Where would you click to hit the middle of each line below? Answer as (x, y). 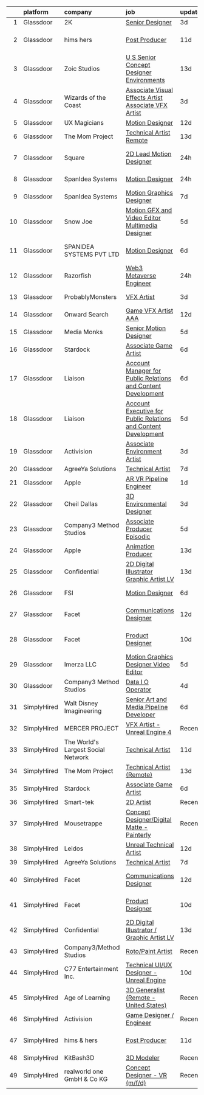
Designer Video (148, 664)
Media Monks (83, 332)
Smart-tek (79, 802)
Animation (140, 546)
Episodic (138, 537)
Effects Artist (144, 98)
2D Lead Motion (148, 154)
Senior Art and (146, 699)
